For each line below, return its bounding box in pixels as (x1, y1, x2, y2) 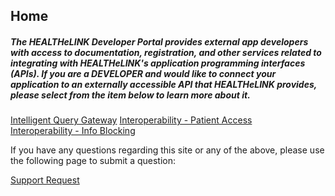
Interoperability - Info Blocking (10, 125, 136, 137)
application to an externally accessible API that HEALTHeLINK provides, (10, 78, 318, 90)
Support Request (10, 174, 80, 186)
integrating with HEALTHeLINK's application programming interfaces (10, 57, 306, 69)
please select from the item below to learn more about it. (10, 89, 251, 101)
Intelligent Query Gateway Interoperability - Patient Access (10, 114, 253, 126)
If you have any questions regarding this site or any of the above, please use (10, 144, 325, 156)
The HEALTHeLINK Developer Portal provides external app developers (10, 35, 309, 48)
